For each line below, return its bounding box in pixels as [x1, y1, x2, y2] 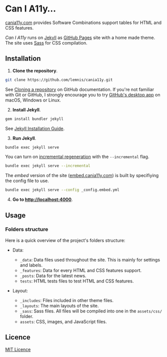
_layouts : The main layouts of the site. [19, 302, 99, 308]
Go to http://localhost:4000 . [12, 196, 73, 202]
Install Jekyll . [12, 106, 41, 112]
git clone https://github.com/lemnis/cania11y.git [5, 77, 113, 82]
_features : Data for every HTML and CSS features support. [19, 267, 142, 273]
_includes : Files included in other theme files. [19, 297, 114, 303]
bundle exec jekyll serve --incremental [5, 163, 91, 168]
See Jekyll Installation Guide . [5, 125, 65, 131]
